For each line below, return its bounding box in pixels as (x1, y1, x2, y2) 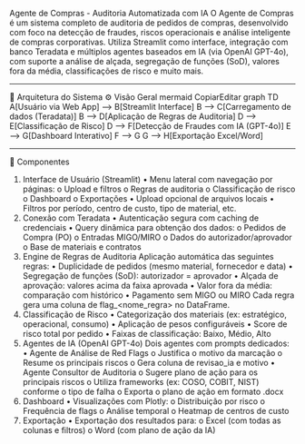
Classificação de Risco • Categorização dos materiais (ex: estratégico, (22, 309, 288, 320)
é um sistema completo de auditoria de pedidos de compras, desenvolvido (9, 17, 289, 28)
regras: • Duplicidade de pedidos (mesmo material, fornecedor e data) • (22, 261, 293, 271)
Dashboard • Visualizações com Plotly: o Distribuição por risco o (22, 396, 266, 407)
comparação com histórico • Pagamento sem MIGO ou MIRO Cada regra (22, 290, 295, 301)
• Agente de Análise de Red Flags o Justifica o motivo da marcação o (22, 348, 283, 358)
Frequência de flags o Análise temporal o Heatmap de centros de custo (22, 406, 290, 416)
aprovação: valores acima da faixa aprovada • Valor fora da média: (22, 281, 272, 291)
